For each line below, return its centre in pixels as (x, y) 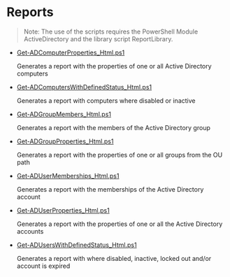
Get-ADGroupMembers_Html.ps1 (64, 114)
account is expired (43, 266)
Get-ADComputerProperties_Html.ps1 (71, 52)
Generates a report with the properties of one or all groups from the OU (120, 155)
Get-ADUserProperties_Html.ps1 (63, 210)
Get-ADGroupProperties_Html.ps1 (65, 141)
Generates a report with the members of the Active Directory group (113, 127)
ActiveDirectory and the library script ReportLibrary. (98, 38)
